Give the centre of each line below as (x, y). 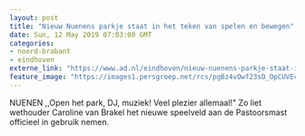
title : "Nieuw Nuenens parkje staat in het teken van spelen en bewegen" (152, 26)
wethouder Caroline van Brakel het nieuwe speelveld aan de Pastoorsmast (148, 112)
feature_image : (38, 77)
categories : (32, 43)
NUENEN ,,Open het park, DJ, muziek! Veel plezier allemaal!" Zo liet (136, 102)
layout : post (34, 18)
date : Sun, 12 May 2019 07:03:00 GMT (81, 34)
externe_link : (36, 69)
